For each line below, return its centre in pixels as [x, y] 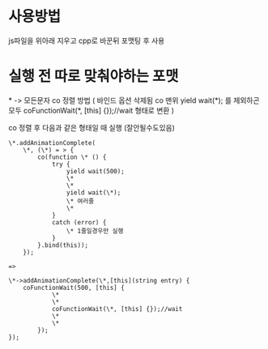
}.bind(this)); [63, 245]
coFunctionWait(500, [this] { [74, 287]
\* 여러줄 [80, 201]
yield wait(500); [96, 171]
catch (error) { [79, 222]
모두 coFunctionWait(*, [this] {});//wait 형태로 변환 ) [91, 110]
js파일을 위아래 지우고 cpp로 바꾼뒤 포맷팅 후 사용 [87, 40]
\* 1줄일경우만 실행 [95, 231]
